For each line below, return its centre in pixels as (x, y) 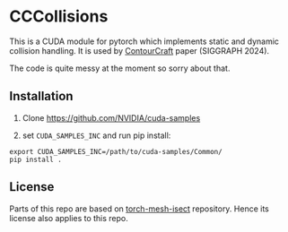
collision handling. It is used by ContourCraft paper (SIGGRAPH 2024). (140, 50)
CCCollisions (59, 17)
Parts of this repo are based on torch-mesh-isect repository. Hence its (139, 209)
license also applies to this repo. (69, 218)
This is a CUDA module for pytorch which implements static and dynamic (144, 41)
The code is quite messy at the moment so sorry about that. (120, 68)
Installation (41, 96)
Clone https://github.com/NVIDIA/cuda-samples (111, 117)
